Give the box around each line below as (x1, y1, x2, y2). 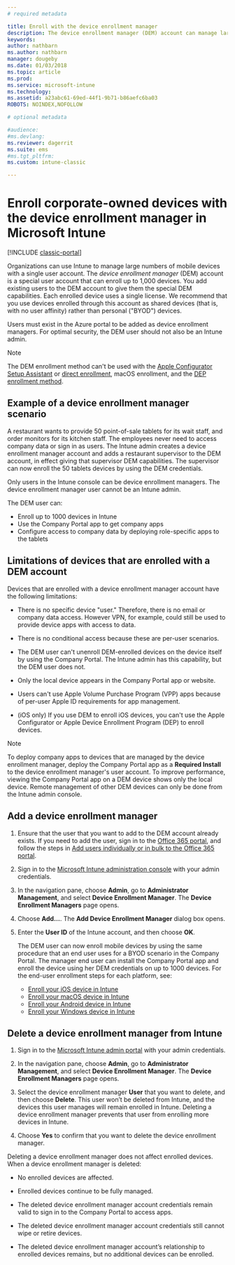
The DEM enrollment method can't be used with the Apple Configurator (7, 362, 213, 371)
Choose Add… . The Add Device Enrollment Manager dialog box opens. (17, 914, 226, 922)
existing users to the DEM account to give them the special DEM (7, 285, 192, 293)
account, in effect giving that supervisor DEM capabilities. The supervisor (7, 456, 220, 465)
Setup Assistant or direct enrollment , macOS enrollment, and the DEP (7, 369, 206, 378)
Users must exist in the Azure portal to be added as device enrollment (7, 320, 208, 329)
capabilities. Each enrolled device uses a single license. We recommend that (7, 292, 227, 300)
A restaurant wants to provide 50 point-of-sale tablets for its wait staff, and (7, 427, 223, 435)
